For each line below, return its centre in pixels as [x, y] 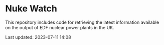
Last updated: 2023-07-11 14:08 [38, 37]
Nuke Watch [31, 9]
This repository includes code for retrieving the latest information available [82, 22]
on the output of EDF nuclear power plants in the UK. [60, 27]
